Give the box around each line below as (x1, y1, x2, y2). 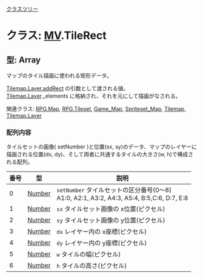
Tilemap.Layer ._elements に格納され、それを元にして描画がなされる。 (6, 93, 181, 99)
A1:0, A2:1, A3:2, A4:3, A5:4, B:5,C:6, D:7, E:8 (56, 194, 188, 202)
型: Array (6, 55, 41, 65)
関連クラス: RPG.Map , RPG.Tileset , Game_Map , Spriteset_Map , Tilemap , (6, 105, 186, 112)
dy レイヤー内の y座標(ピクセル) (56, 239, 147, 247)
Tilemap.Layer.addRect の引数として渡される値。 (6, 85, 129, 92)
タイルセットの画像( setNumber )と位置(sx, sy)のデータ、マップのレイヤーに (6, 143, 197, 150)
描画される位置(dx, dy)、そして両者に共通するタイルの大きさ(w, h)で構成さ (6, 151, 194, 158)
